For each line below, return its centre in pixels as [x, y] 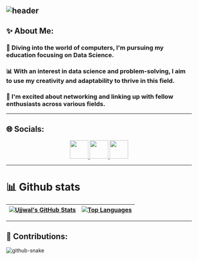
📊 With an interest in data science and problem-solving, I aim [96, 71]
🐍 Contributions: [37, 237]
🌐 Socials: [25, 129]
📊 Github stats [43, 187]
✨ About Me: [30, 31]
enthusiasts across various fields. [56, 104]
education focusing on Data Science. [60, 55]
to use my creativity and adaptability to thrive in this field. [90, 81]
